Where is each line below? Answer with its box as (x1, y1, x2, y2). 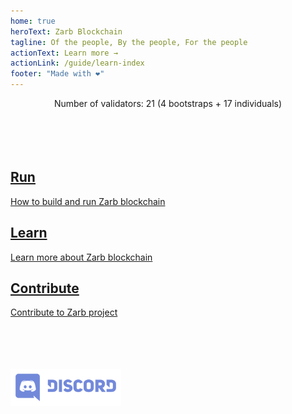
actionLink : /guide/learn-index (10, 58, 145, 69)
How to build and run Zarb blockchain (10, 195, 166, 207)
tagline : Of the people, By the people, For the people (10, 37, 248, 47)
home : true (10, 16, 56, 26)
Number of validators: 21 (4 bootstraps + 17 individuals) (53, 98, 283, 109)
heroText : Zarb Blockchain (10, 26, 123, 37)
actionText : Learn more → (10, 48, 118, 58)
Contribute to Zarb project (10, 306, 118, 319)
